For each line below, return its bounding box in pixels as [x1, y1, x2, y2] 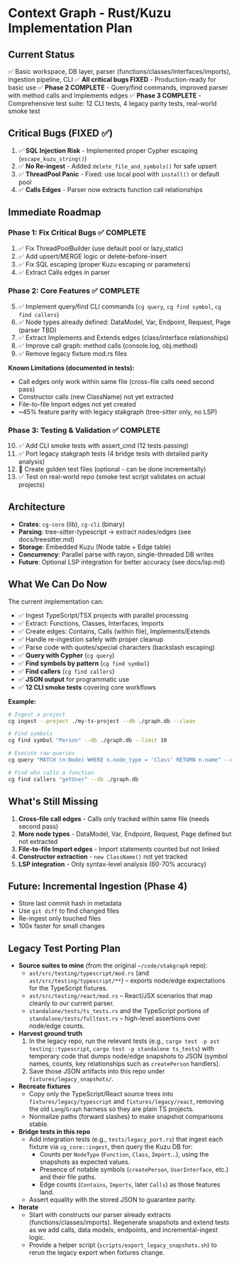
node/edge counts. [28, 1022, 85, 1030]
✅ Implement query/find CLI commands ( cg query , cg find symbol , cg [18, 302, 222, 311]
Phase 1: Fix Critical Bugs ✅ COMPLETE [8, 227, 146, 237]
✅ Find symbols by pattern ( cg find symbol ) [18, 659, 150, 668]
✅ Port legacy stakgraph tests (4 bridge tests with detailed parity [18, 449, 209, 458]
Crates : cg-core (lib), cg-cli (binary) [18, 520, 125, 528]
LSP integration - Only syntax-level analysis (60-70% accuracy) [18, 859, 206, 868]
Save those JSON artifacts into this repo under [28, 1067, 165, 1076]
